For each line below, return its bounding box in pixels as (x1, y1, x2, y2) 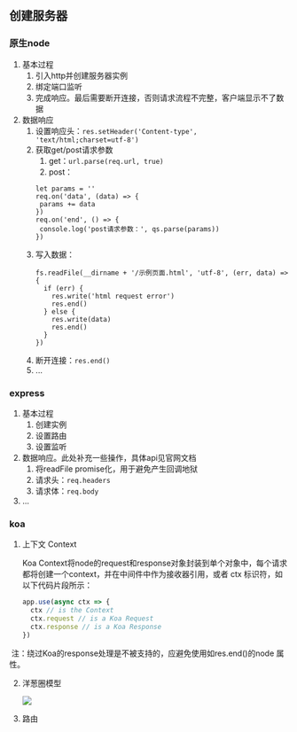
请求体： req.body (35, 486, 99, 496)
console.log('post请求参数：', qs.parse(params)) (39, 224, 220, 233)
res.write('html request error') (51, 292, 176, 300)
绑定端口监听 (35, 81, 82, 91)
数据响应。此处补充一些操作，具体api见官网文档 (21, 452, 197, 463)
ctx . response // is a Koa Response (30, 622, 162, 631)
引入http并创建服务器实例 (35, 70, 129, 81)
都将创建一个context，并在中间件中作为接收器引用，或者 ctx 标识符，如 (21, 569, 284, 580)
